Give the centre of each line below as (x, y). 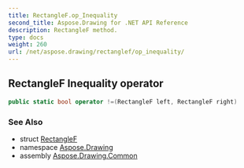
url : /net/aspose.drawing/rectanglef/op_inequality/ (96, 52)
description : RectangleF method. (63, 30)
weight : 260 (28, 45)
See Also (26, 122)
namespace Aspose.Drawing (66, 147)
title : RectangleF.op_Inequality (63, 15)
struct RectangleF (48, 139)
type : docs (26, 37)
